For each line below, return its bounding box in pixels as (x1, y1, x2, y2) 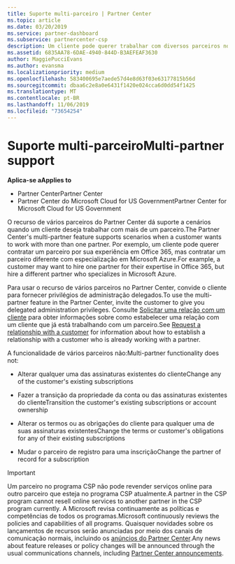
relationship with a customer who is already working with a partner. (7, 335, 201, 343)
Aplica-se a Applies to (7, 175, 72, 184)
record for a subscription (17, 455, 90, 463)
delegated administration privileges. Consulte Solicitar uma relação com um (7, 305, 225, 314)
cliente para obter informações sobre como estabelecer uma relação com (7, 312, 220, 321)
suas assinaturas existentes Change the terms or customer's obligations (17, 426, 224, 435)
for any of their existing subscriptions (17, 434, 126, 442)
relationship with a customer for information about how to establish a (7, 328, 206, 336)
